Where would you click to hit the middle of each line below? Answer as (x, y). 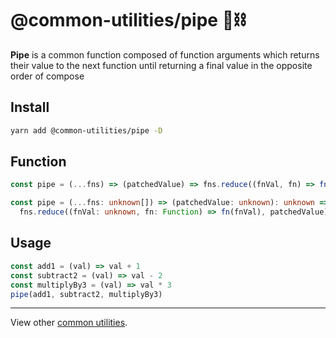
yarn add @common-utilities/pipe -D (86, 130)
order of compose (47, 76)
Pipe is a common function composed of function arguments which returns (165, 54)
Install (30, 107)
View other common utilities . (69, 323)
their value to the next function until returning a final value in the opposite (161, 65)
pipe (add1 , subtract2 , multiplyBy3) (86, 294)
